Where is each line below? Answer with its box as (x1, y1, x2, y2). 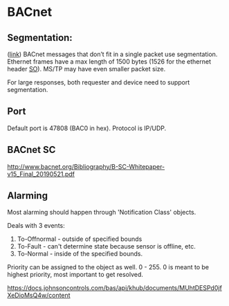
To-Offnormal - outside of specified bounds (17, 235, 143, 243)
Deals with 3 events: (7, 222, 65, 230)
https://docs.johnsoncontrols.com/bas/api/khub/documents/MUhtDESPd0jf (7, 284, 223, 292)
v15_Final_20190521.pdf (7, 170, 75, 178)
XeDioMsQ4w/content (7, 291, 71, 300)
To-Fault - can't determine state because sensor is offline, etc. (17, 242, 196, 251)
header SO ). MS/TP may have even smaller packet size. (7, 65, 166, 73)
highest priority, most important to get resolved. (7, 271, 144, 279)
